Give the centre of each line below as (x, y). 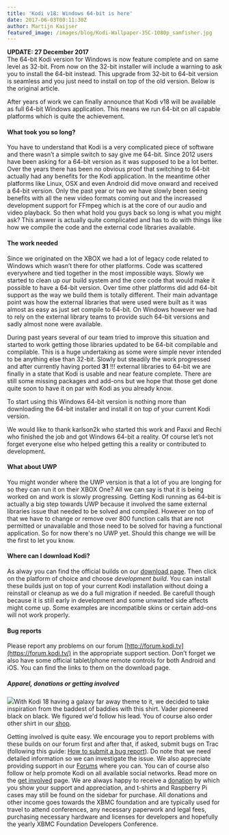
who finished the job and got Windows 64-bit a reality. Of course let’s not (110, 437)
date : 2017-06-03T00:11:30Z (47, 20)
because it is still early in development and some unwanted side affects (108, 601)
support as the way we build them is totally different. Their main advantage (112, 295)
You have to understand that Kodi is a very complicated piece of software (110, 147)
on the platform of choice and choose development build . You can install (109, 579)
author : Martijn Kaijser (42, 26)
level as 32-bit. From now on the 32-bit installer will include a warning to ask (114, 66)
